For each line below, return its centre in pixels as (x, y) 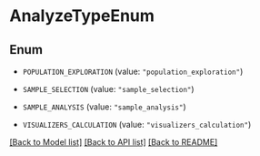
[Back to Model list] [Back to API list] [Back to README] (114, 142)
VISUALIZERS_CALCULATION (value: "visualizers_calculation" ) (137, 125)
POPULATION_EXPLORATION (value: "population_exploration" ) (133, 71)
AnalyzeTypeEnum (82, 16)
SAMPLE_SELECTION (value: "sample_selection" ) (108, 89)
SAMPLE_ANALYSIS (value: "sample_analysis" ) (104, 107)
